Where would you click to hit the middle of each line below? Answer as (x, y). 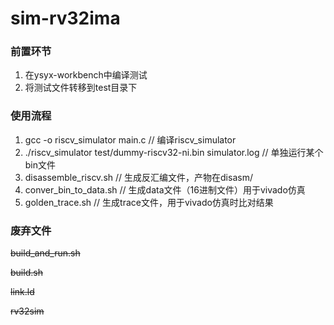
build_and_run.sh (45, 253)
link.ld (22, 292)
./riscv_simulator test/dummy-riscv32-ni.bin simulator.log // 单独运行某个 (174, 152)
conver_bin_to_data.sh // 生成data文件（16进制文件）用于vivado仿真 (165, 189)
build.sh (26, 273)
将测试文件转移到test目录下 (81, 88)
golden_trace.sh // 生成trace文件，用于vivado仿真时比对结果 (149, 202)
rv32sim (27, 311)
